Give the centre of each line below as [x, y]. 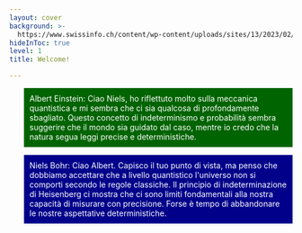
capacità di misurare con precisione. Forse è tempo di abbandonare [155, 204]
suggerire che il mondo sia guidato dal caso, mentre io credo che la [154, 127]
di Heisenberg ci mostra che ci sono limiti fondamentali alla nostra [151, 194]
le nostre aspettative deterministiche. [98, 213]
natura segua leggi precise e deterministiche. [113, 137]
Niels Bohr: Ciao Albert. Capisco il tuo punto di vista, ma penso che [154, 166]
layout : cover [36, 18]
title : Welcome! [40, 59]
